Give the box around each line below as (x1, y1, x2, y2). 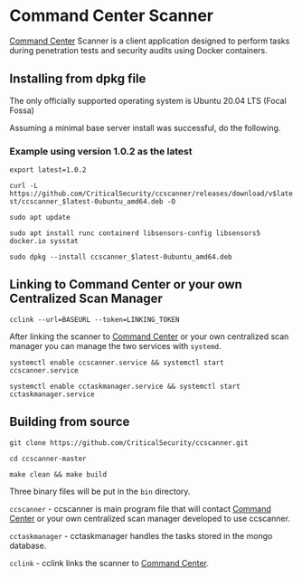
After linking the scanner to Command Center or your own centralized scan (9, 331, 289, 342)
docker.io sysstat (9, 237, 79, 246)
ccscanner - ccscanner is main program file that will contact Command (9, 503, 271, 514)
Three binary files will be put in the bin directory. (9, 486, 191, 497)
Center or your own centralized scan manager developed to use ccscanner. (9, 513, 291, 524)
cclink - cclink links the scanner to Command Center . (9, 557, 210, 568)
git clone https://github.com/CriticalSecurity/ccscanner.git (9, 438, 249, 448)
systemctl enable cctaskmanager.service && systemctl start (9, 382, 241, 391)
